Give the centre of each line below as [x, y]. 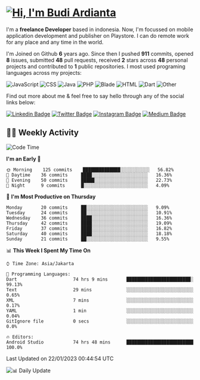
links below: [21, 102]
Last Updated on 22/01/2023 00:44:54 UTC [60, 358]
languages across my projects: [44, 72]
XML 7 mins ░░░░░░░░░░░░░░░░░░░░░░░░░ [100, 300]
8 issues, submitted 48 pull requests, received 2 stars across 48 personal [97, 60]
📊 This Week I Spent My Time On [48, 250]
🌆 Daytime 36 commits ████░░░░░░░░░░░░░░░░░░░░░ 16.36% [89, 175]
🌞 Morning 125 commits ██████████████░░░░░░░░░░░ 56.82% [90, 170]
